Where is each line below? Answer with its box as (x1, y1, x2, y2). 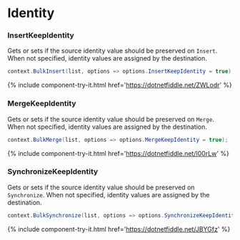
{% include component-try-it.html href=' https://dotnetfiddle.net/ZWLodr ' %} (7, 80, 232, 90)
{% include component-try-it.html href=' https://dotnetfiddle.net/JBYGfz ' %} (7, 224, 231, 233)
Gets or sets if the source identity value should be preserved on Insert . (7, 46, 218, 55)
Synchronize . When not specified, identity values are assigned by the (7, 190, 210, 199)
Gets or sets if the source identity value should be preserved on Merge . (7, 115, 214, 123)
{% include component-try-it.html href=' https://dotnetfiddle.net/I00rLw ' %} (7, 149, 230, 157)
